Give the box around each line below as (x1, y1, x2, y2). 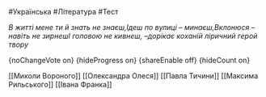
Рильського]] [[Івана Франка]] (8, 80, 112, 89)
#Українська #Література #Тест (8, 7, 119, 16)
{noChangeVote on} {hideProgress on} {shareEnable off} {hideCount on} (8, 56, 251, 65)
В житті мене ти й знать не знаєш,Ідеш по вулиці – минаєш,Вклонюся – (8, 23, 255, 32)
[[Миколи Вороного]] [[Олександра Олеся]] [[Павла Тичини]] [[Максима (8, 71, 259, 80)
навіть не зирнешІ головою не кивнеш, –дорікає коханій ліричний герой (8, 32, 258, 40)
